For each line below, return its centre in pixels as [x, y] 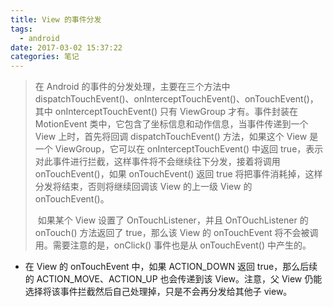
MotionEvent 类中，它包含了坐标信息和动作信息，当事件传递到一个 [171, 124]
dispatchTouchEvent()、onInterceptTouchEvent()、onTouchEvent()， [176, 99]
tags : [21, 29]
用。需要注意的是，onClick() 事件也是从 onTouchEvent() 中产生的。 [173, 245]
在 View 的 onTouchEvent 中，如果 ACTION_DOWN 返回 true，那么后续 [171, 267]
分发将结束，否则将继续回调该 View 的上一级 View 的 [143, 187]
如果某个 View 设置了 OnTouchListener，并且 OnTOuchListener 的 [173, 220]
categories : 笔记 [45, 57]
